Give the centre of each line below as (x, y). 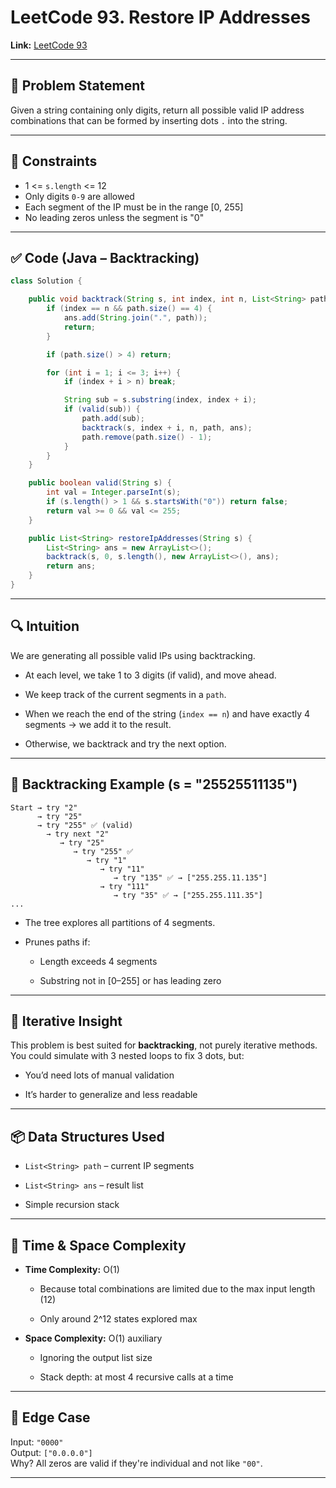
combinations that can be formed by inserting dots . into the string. (149, 120)
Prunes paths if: (57, 942)
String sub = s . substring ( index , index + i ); (160, 400)
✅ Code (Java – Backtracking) (105, 257)
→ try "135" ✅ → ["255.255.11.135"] (190, 877)
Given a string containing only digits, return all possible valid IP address (157, 110)
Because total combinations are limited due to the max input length (177, 1288)
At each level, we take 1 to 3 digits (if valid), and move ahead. (150, 675)
